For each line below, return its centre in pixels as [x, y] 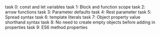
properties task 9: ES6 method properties [46, 27]
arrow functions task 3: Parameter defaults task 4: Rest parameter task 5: [78, 12]
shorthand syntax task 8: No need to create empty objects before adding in [80, 22]
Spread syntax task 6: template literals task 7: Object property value [73, 17]
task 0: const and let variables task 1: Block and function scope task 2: [75, 7]
